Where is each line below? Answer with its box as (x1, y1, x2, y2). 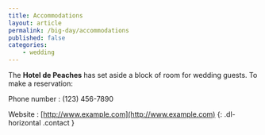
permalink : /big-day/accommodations (8, 26, 129, 34)
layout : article (8, 19, 62, 27)
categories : (8, 41, 48, 49)
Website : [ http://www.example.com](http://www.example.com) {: (8, 110, 223, 119)
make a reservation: (8, 79, 73, 88)
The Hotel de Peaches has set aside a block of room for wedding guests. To (8, 71, 258, 79)
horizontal (8, 118, 41, 127)
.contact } (42, 118, 75, 127)
